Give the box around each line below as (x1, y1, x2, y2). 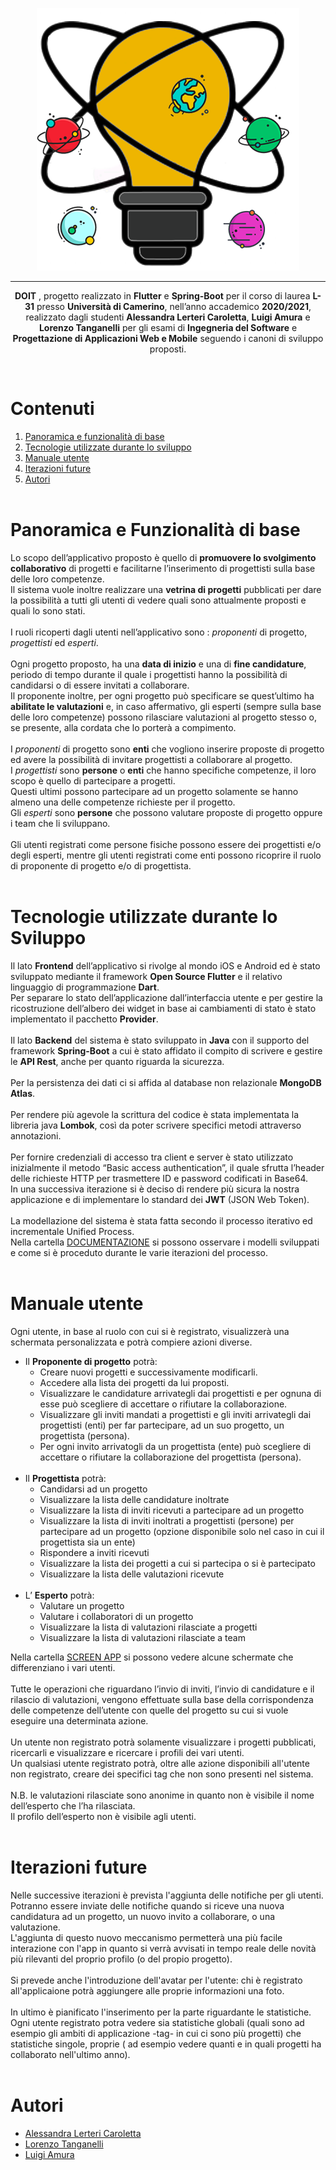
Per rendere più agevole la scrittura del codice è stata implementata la (10, 1108, 300, 1120)
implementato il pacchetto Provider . (10, 1013, 159, 1025)
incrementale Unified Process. (10, 1225, 135, 1237)
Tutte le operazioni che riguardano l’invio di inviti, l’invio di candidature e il (10, 1683, 315, 1695)
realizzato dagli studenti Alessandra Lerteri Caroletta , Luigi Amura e (25, 311, 311, 323)
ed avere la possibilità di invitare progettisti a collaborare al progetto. (10, 753, 293, 765)
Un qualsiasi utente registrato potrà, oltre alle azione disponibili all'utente (10, 1757, 310, 1769)
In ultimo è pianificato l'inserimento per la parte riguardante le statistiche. (10, 2006, 312, 2018)
